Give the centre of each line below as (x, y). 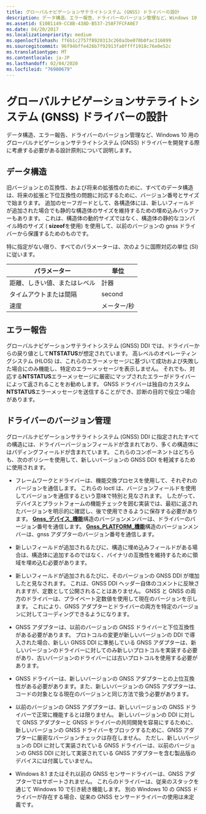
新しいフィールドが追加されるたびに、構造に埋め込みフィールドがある (104, 547)
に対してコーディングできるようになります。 (77, 614)
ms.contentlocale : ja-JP (38, 58)
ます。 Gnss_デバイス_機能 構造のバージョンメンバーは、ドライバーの (103, 519)
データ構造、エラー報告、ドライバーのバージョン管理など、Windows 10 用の (103, 135)
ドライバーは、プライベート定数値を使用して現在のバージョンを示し (112, 598)
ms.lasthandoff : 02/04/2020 (42, 63)
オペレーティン (178, 353)
